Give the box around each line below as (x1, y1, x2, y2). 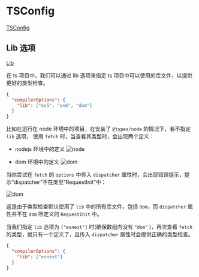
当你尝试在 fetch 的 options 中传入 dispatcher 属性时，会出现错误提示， (6, 171, 185, 178)
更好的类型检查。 (6, 79, 49, 87)
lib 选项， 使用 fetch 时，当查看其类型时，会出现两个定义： (6, 133, 155, 140)
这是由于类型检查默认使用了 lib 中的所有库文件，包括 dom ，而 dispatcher (6, 203, 187, 210)
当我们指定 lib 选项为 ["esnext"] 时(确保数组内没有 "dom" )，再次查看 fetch (6, 224, 193, 231)
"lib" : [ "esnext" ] (17, 254, 63, 260)
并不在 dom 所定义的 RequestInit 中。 (11, 210, 102, 218)
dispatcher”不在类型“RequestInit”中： (14, 178, 107, 186)
